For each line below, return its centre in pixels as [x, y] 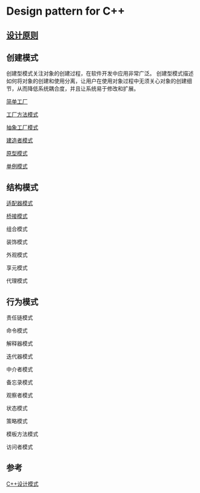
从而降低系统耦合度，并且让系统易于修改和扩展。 [78, 89]
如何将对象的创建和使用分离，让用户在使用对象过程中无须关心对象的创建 [96, 81]
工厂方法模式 [22, 114]
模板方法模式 [22, 434]
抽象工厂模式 [22, 128]
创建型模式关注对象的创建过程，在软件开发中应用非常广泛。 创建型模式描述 [100, 74]
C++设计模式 [22, 484]
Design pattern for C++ [66, 11]
